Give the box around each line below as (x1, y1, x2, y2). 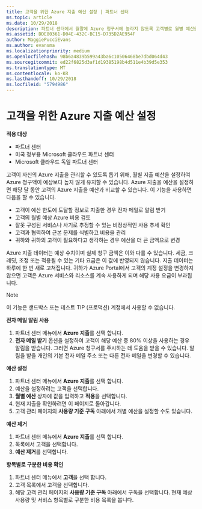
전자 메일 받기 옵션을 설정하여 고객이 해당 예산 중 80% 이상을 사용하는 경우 (14, 336, 190, 344)
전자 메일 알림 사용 (6, 316, 49, 324)
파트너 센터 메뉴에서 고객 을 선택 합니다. (14, 474, 107, 481)
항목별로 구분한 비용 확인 (6, 461, 64, 468)
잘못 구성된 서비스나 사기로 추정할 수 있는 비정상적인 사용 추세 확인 (14, 221, 171, 229)
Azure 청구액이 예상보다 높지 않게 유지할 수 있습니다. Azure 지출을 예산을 (6, 178, 179, 185)
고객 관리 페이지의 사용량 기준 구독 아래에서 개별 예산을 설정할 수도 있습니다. (14, 407, 192, 415)
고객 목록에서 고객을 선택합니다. (14, 481, 89, 488)
